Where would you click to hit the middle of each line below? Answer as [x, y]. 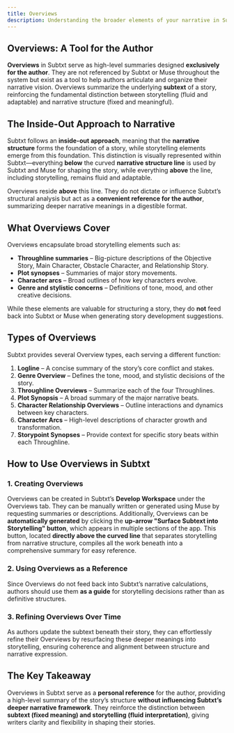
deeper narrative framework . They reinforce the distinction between [106, 707]
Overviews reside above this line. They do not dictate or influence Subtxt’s [114, 191]
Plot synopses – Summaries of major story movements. [97, 273]
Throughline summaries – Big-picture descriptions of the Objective [114, 258]
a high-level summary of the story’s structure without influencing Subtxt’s [115, 700]
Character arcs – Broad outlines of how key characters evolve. [107, 280]
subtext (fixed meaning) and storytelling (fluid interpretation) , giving [108, 715]
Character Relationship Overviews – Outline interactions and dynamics [120, 405]
